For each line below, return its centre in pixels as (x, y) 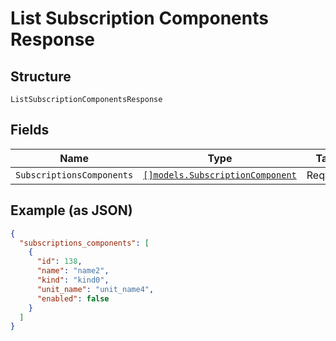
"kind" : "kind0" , (73, 280)
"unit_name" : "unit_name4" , (95, 289)
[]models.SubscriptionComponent (220, 175)
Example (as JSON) (71, 210)
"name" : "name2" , (73, 271)
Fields (30, 130)
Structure (41, 76)
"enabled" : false (73, 298)
